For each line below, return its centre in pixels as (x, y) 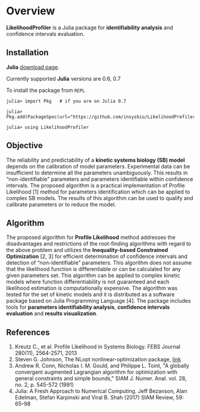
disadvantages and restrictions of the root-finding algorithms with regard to (99, 244)
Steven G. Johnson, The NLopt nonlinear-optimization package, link (98, 359)
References (28, 332)
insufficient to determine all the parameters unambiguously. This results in (97, 173)
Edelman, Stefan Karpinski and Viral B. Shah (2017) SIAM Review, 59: (99, 398)
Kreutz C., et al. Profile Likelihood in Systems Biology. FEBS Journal (97, 347)
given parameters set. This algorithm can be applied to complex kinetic (93, 275)
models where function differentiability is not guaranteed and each (88, 282)
